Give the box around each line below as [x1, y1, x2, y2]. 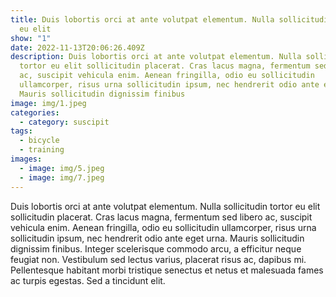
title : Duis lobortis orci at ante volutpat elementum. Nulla [10, 14, 275, 25]
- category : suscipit [19, 117, 110, 127]
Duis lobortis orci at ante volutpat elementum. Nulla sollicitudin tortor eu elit [10, 200, 321, 212]
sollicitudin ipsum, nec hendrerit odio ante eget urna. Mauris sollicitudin [10, 232, 305, 244]
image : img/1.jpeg [10, 98, 87, 108]
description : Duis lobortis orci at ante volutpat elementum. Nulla [10, 52, 302, 62]
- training [19, 145, 65, 155]
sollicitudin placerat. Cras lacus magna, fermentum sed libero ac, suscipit [10, 211, 313, 223]
